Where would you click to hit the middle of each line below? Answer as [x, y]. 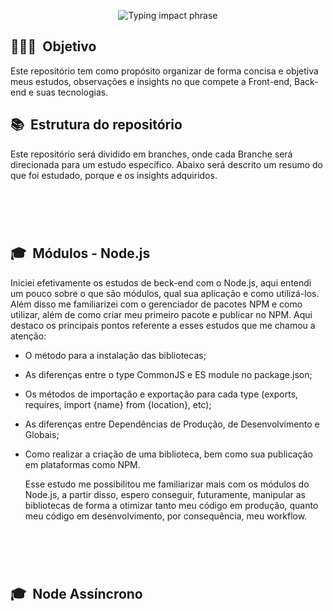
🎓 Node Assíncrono [76, 594]
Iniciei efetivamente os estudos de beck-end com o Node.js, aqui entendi [161, 282]
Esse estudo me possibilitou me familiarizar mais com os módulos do [167, 484]
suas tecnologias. [72, 92]
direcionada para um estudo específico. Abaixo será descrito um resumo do [167, 164]
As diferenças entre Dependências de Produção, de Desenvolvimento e [172, 424]
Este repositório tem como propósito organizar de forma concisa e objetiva [164, 71]
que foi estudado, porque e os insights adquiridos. [114, 175]
